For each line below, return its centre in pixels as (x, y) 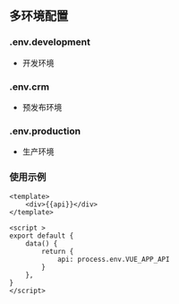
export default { (42, 236)
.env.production (45, 131)
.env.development (50, 42)
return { (58, 251)
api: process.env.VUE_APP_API (113, 259)
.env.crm (30, 86)
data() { (42, 243)
